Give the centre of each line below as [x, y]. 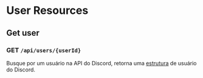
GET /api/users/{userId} [44, 50]
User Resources [47, 11]
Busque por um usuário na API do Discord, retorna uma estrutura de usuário [101, 63]
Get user [23, 33]
